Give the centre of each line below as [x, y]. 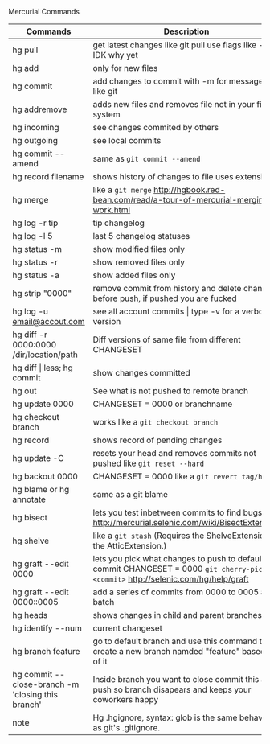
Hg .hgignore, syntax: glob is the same [165, 717]
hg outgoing [35, 140]
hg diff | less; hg [43, 368]
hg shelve [31, 541]
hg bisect [30, 518]
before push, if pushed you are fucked [165, 298]
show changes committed [141, 373]
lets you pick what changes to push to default [179, 559]
